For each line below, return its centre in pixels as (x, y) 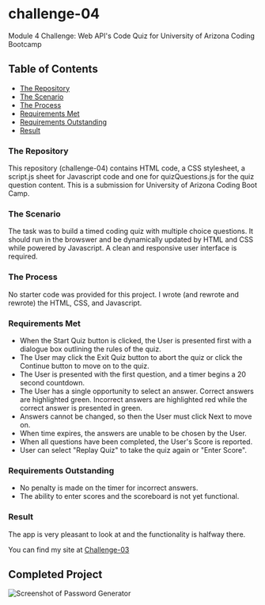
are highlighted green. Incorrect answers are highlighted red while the (133, 399)
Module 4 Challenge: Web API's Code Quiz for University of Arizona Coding (131, 36)
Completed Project (55, 574)
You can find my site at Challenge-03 (69, 549)
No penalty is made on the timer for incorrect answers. (109, 488)
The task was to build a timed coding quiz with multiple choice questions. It (131, 232)
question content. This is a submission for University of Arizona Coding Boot (133, 185)
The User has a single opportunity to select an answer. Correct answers (137, 391)
